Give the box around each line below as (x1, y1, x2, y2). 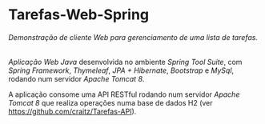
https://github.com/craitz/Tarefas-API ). (8, 106, 137, 117)
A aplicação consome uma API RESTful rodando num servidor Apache (8, 90, 240, 99)
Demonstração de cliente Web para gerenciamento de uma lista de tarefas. (8, 32, 259, 42)
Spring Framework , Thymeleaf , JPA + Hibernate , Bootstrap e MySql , (8, 66, 235, 75)
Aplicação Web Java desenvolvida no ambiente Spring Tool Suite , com (8, 58, 243, 67)
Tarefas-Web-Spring (8, 6, 150, 24)
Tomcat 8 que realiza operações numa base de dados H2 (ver (8, 98, 214, 108)
